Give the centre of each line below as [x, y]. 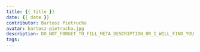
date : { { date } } [28, 17]
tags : [13, 39]
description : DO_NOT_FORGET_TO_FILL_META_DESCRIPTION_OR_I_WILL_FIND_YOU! [101, 34]
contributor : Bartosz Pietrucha [46, 23]
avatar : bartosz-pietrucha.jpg [45, 28]
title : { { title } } [31, 12]
